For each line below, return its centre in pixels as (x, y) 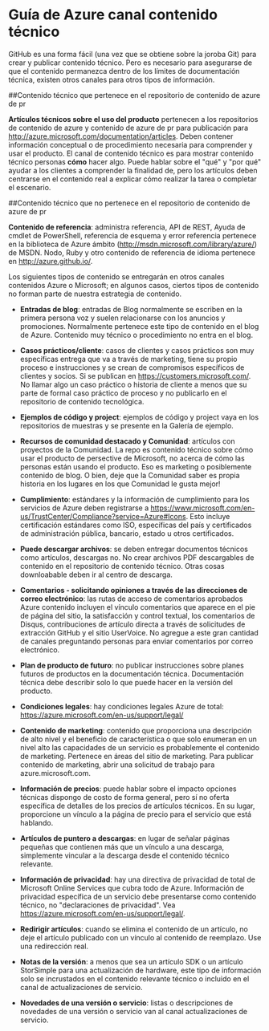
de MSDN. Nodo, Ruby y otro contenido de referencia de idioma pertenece (132, 252)
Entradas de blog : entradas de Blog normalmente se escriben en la (131, 309)
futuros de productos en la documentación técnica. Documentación (132, 674)
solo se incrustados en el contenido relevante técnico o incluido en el (134, 978)
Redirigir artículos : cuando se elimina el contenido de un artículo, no (134, 929)
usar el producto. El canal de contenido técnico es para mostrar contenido (131, 153)
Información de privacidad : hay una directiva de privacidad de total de (137, 879)
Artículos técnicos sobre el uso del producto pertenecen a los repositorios (133, 119)
